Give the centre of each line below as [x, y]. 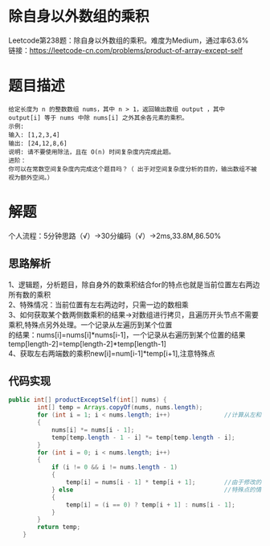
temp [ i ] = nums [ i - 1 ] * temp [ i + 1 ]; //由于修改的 [164, 482]
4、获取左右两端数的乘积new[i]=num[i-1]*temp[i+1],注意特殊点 [112, 353]
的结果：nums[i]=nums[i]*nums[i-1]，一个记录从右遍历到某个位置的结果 [127, 335]
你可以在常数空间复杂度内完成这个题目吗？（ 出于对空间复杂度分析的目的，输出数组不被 [133, 169]
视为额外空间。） [31, 178]
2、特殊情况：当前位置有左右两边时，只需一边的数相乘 [98, 304]
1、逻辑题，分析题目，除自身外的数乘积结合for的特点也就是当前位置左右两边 [134, 284]
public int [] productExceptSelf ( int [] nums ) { [88, 400]
